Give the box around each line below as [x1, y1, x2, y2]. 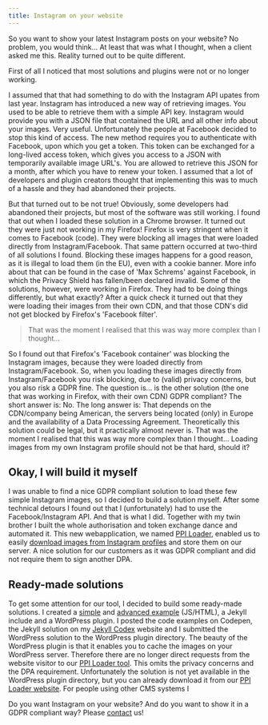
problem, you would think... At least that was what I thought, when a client [8, 42, 252, 52]
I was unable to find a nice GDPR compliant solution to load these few [8, 487, 238, 496]
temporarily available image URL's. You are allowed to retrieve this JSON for [8, 157, 258, 168]
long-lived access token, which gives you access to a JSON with [8, 149, 222, 159]
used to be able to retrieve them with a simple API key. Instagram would [8, 107, 244, 117]
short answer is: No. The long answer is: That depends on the [8, 400, 212, 409]
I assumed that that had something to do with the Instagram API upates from [8, 90, 260, 100]
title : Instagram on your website [8, 11, 124, 20]
